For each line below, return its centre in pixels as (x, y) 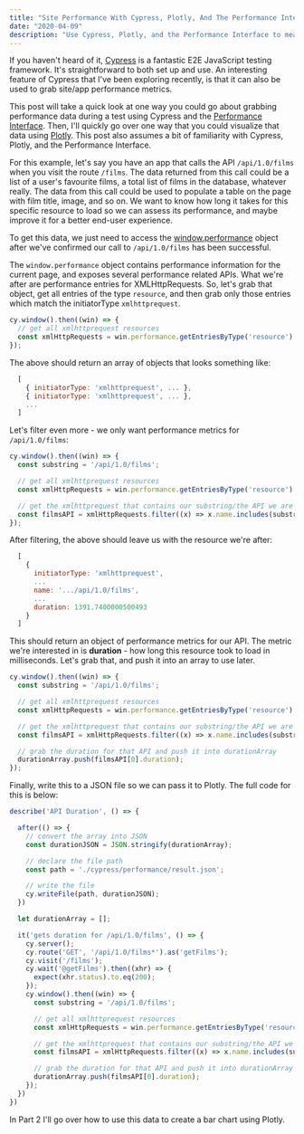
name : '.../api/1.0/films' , (86, 590)
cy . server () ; (50, 943)
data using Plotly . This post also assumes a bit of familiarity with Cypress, (146, 136)
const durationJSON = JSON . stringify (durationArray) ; (129, 844)
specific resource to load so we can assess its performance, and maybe (144, 211)
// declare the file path (75, 861)
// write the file (60, 886)
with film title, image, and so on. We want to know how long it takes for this (149, 201)
